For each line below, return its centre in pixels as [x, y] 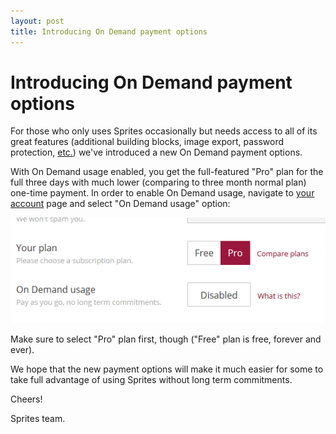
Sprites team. [38, 419]
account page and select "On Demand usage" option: [120, 204]
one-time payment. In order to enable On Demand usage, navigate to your [162, 193]
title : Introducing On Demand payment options [109, 31]
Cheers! [26, 399]
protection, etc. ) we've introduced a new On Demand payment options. [156, 152]
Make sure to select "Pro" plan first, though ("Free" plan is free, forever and [166, 339]
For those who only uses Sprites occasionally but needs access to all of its [164, 131]
